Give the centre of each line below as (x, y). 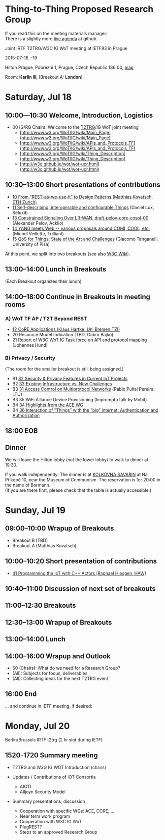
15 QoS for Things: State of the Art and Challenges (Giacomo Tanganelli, (85, 239)
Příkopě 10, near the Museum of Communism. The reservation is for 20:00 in (83, 479)
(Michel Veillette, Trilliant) (38, 233)
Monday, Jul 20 (37, 726)
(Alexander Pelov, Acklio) (38, 223)
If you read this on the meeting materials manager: (56, 33)
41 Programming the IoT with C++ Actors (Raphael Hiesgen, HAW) (79, 573)
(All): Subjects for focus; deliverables (50, 673)
